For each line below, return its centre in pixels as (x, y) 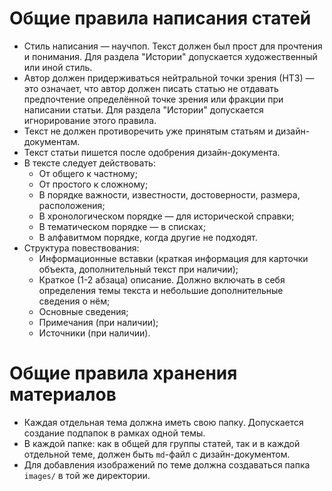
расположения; (72, 205)
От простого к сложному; (93, 184)
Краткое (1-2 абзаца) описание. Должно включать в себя (162, 279)
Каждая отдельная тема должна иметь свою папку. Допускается (163, 422)
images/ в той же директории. (87, 475)
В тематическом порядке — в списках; (122, 226)
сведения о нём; (74, 301)
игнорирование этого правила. (90, 120)
